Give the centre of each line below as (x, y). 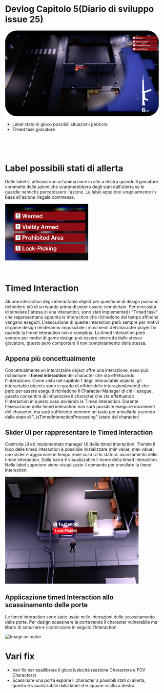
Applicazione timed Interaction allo (59, 598)
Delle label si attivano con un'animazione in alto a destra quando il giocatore (82, 182)
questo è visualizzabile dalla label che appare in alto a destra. (74, 685)
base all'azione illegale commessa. (40, 197)
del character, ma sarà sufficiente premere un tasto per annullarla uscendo (80, 412)
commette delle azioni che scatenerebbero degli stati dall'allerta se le (75, 187)
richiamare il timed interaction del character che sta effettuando (70, 376)
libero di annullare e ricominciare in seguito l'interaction (61, 627)
